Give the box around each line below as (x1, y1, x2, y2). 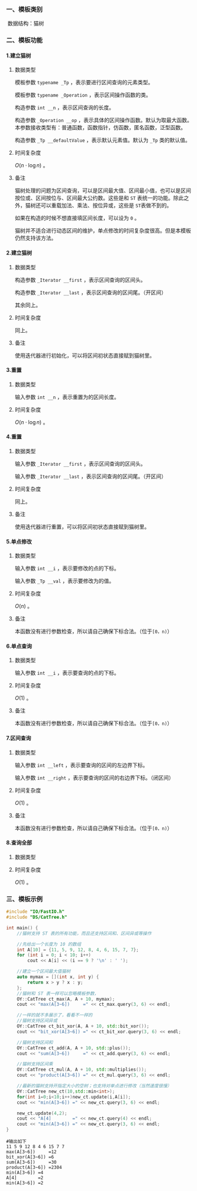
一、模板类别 (6, 5, 43, 13)
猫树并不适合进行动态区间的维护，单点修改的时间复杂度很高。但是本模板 (14, 227, 191, 234)
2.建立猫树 (6, 249, 33, 256)
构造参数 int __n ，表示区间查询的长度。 (14, 104, 114, 111)
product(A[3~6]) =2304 (6, 1164, 62, 1171)
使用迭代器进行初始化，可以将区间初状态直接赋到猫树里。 (14, 352, 155, 359)
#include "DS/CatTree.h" (6, 915, 67, 921)
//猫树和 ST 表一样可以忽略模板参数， (17, 991, 99, 996)
